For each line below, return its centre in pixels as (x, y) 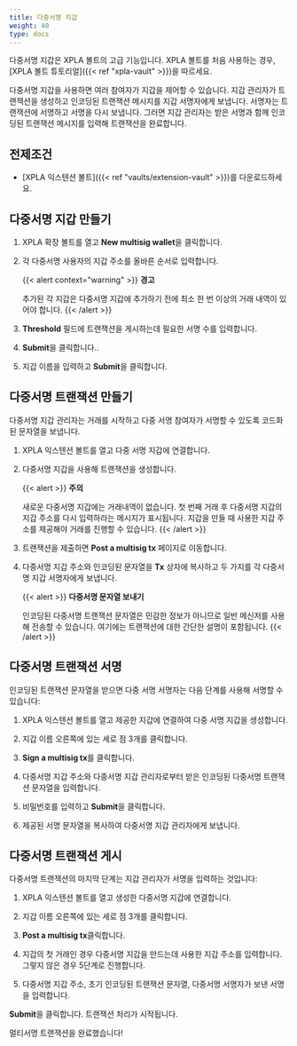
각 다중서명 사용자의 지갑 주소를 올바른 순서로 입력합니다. (120, 261)
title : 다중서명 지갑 (43, 17)
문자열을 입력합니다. (66, 788)
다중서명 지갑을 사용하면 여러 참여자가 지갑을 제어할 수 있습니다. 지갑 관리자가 (143, 91)
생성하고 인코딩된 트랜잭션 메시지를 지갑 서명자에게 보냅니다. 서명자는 (159, 101)
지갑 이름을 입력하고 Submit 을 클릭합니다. (95, 366)
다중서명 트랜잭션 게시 (66, 856)
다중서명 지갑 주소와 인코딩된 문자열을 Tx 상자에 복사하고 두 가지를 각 (141, 567)
